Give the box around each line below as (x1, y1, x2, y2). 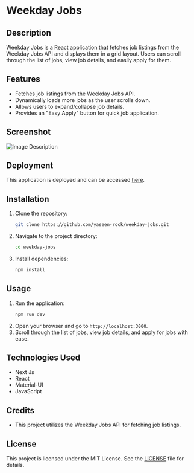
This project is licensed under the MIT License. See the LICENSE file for (6, 455, 184, 462)
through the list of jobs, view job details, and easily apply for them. (6, 57, 172, 63)
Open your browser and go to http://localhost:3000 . (14, 322, 148, 329)
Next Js (14, 368, 35, 376)
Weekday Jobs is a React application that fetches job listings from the (6, 43, 180, 51)
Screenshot (6, 127, 51, 137)
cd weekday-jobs (14, 244, 56, 251)
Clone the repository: (14, 210, 68, 217)
